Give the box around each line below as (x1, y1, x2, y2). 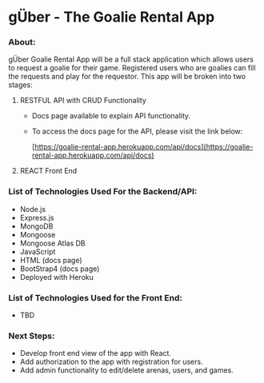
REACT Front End (19, 166, 78, 176)
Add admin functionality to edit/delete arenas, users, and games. (19, 365, 234, 375)
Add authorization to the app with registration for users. (19, 357, 203, 367)
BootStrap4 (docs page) (19, 264, 100, 273)
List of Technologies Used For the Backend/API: (8, 186, 198, 197)
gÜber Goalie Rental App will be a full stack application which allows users (8, 54, 254, 64)
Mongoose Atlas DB (19, 238, 86, 248)
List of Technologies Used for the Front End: (8, 292, 182, 303)
